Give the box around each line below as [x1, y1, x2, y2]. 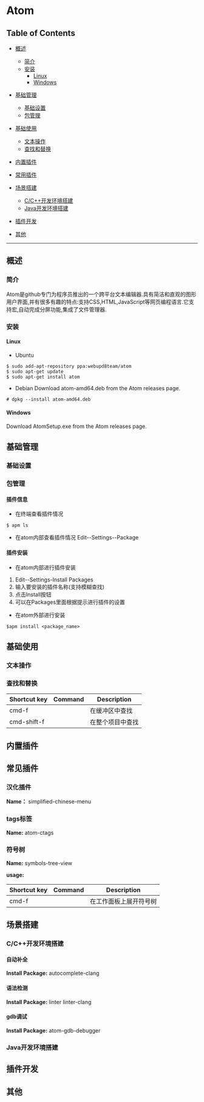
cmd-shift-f [9, 718, 45, 726]
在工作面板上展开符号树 [90, 897, 157, 905]
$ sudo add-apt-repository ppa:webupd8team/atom [6, 363, 132, 369]
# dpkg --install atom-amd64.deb [6, 396, 91, 402]
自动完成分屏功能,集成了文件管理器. [18, 306, 107, 313]
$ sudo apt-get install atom [6, 374, 80, 380]
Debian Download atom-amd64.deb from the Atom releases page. [15, 384, 181, 391]
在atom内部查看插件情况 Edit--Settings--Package [15, 534, 139, 541]
